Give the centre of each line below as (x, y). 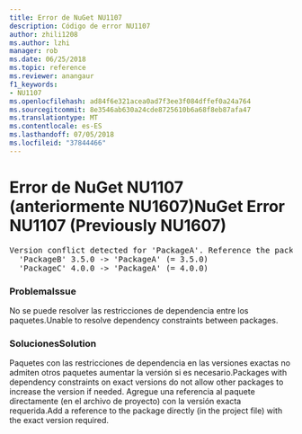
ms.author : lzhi (40, 43)
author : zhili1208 (44, 34)
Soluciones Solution (53, 343)
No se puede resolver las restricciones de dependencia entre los (129, 310)
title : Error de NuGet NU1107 (66, 18)
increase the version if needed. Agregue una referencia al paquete (133, 392)
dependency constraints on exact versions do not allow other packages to (147, 382)
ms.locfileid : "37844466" (58, 143)
